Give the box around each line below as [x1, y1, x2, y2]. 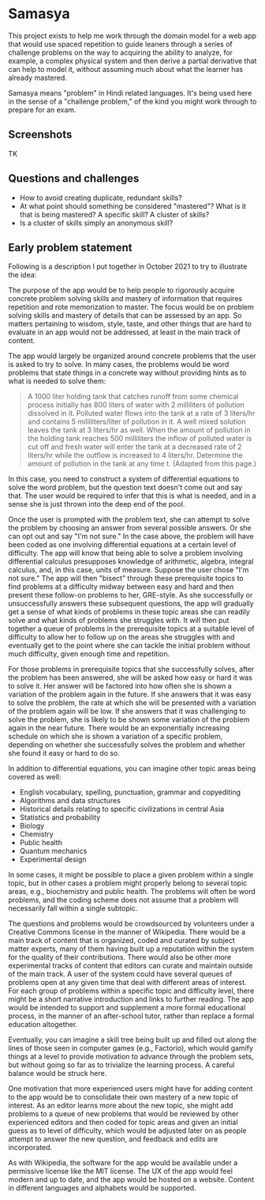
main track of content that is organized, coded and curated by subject [8, 936, 235, 945]
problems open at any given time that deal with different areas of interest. [8, 978, 247, 987]
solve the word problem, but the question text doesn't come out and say [8, 483, 243, 492]
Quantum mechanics [19, 847, 88, 856]
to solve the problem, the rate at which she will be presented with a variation [8, 698, 256, 708]
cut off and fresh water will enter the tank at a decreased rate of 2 [27, 442, 242, 451]
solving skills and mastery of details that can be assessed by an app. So [8, 311, 242, 320]
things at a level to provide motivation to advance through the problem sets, [8, 1052, 254, 1062]
